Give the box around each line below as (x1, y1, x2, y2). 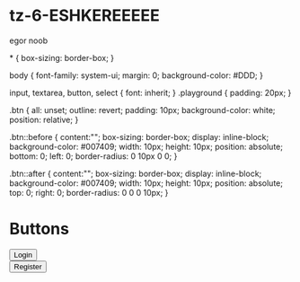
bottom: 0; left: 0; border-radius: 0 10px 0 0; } (9, 150, 178, 162)
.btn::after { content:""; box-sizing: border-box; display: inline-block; (9, 168, 262, 179)
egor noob (9, 35, 48, 46)
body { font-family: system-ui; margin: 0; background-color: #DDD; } (9, 69, 263, 81)
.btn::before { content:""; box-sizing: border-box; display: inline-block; (9, 131, 269, 142)
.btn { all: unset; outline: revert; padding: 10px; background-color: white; (9, 104, 276, 115)
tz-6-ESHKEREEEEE (9, 5, 160, 26)
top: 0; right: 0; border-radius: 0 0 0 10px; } (9, 187, 169, 198)
